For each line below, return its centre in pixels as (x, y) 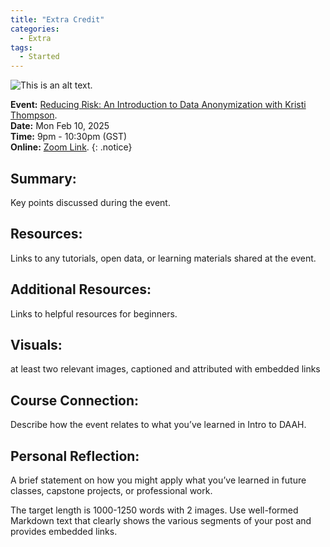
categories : (35, 29)
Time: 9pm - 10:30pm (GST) (69, 137)
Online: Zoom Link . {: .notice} (71, 147)
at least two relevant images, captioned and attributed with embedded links (165, 369)
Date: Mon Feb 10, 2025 (60, 126)
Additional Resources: (81, 289)
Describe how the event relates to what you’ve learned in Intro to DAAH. (158, 425)
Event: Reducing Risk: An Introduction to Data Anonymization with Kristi (158, 105)
